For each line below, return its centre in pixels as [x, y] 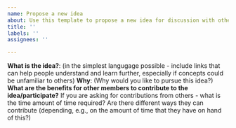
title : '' [22, 27]
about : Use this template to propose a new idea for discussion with [111, 20]
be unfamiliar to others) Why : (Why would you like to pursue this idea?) [110, 80]
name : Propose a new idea [45, 14]
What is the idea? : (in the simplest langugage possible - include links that [114, 66]
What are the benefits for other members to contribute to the [98, 88]
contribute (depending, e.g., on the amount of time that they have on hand [114, 111]
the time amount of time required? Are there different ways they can [105, 103]
